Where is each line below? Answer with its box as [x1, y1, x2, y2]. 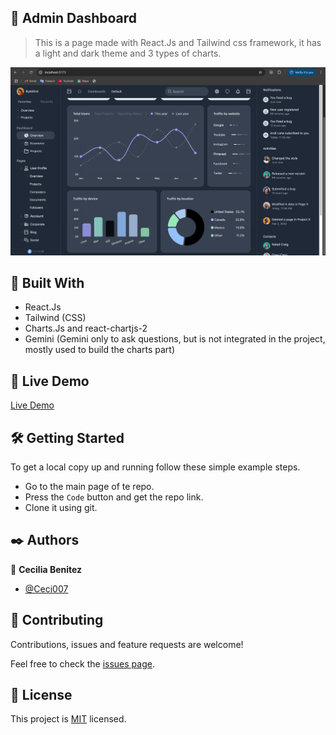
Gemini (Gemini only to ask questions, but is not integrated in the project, [24, 333, 326, 345]
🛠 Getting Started [10, 429, 125, 446]
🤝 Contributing [10, 612, 104, 629]
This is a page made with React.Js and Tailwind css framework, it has [34, 36, 322, 48]
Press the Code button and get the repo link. [24, 491, 204, 503]
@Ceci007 [24, 582, 69, 595]
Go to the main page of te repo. [24, 480, 155, 492]
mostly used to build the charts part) [24, 344, 176, 356]
